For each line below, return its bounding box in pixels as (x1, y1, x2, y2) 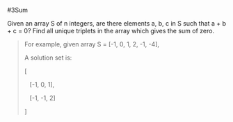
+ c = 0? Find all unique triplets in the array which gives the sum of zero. (7, 27, 214, 35)
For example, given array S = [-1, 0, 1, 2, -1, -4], (24, 40, 160, 48)
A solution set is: (24, 53, 72, 62)
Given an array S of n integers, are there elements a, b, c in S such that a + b (7, 19, 227, 27)
